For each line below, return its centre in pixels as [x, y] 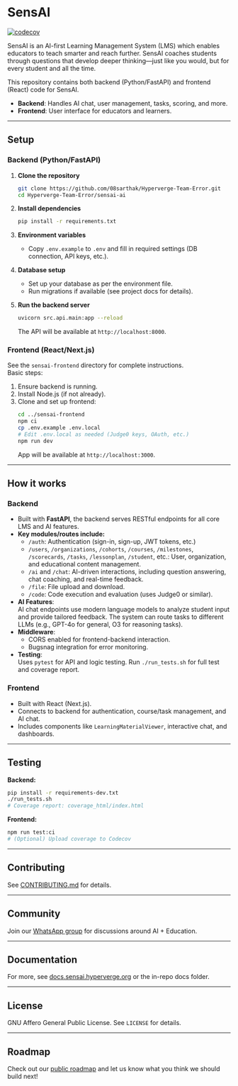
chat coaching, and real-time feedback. [86, 579]
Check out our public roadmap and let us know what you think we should [114, 1069]
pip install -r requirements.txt [67, 222]
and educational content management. [85, 564]
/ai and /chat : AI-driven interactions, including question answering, [127, 572]
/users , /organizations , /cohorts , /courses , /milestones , [111, 549]
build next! [23, 1076]
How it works [37, 484]
